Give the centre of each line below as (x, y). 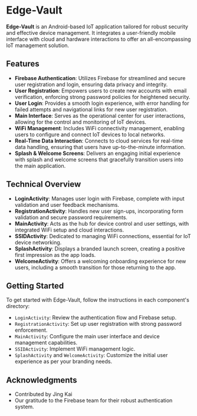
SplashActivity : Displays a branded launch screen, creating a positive (100, 249)
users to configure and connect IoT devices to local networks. (90, 134)
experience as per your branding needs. (63, 361)
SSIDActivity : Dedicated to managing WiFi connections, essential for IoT (103, 236)
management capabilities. (46, 343)
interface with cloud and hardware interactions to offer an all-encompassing (98, 39)
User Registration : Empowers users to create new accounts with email (101, 90)
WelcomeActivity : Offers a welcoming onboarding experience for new (100, 261)
